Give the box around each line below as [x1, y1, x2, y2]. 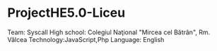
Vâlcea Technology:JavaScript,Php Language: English [7, 35, 165, 43]
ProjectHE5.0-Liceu [7, 5, 126, 21]
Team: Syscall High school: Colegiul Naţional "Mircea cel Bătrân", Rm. [7, 28, 211, 36]
